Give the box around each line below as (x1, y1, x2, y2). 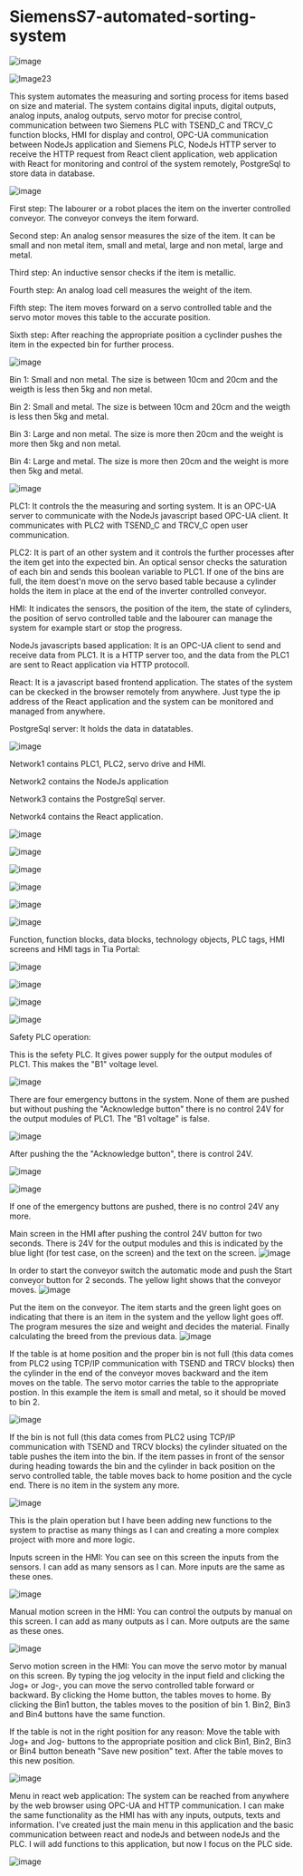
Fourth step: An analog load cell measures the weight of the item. (9, 284, 253, 296)
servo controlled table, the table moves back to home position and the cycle (9, 1470, 292, 1481)
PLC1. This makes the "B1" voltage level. (9, 1058, 159, 1069)
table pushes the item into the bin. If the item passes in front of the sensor (9, 1451, 285, 1462)
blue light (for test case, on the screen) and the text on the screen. (9, 1247, 257, 1258)
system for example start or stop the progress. (9, 622, 183, 633)
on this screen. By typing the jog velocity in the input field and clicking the (9, 1670, 286, 1681)
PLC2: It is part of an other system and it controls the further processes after (9, 547, 295, 558)
